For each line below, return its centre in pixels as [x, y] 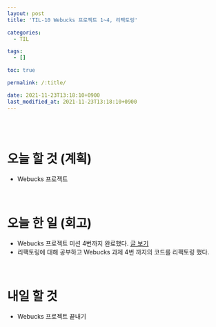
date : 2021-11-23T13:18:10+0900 [53, 95]
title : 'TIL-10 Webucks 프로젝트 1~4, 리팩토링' [72, 20]
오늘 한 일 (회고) [49, 223]
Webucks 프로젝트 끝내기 [51, 317]
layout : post [26, 13]
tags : [15, 52]
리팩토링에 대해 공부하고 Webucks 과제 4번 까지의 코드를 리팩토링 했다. [113, 252]
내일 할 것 [32, 296]
